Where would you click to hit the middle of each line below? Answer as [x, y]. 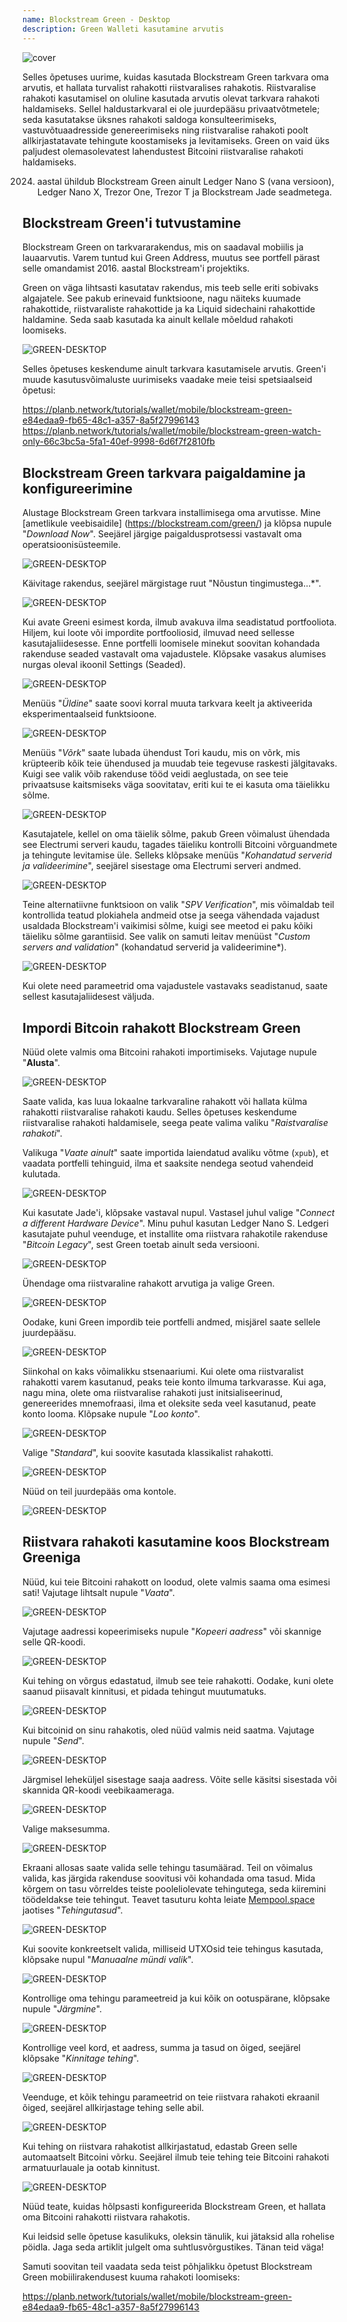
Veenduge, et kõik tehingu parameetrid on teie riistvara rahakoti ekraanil [171, 2097]
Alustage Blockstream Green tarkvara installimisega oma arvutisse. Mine [171, 513]
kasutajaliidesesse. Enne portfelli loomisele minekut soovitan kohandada [171, 643]
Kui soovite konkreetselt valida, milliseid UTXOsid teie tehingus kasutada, [173, 1948]
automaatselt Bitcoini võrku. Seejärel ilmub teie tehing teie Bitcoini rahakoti [176, 2157]
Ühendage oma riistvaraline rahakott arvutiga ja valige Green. [148, 1283]
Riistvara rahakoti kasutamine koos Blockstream [176, 1542]
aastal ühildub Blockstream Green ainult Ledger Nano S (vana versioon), [185, 181]
